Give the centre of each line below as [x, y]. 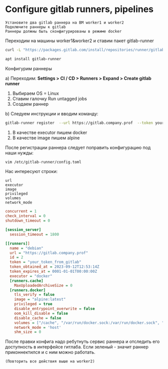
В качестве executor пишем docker [50, 132]
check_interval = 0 [25, 216]
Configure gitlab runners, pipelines [79, 9]
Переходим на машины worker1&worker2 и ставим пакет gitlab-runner [79, 41]
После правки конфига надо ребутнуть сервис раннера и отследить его [82, 341]
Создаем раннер [30, 104]
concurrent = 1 [21, 212]
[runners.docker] [28, 290]
